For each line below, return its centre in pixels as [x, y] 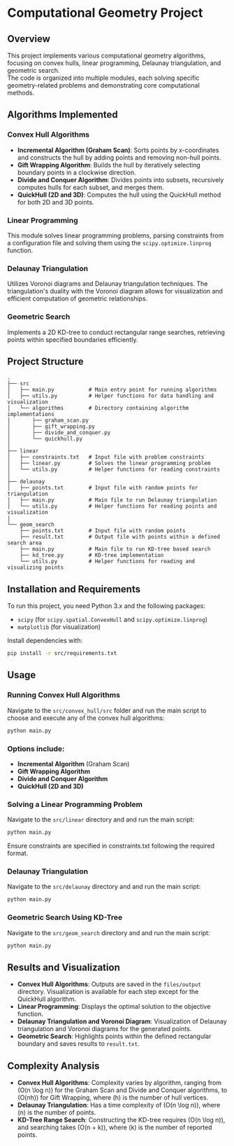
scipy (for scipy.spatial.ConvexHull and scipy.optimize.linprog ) [112, 620]
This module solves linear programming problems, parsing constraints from [116, 235]
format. [18, 853]
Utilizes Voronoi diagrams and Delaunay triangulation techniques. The [108, 284]
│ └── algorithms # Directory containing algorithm [98, 408]
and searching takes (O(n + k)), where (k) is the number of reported [115, 1127]
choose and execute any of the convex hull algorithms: [86, 718]
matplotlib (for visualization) [59, 627]
